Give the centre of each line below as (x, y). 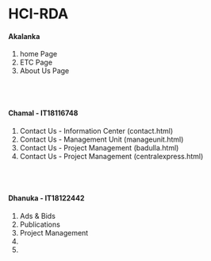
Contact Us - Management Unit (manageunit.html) (102, 139)
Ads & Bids (37, 216)
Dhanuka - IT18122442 (46, 198)
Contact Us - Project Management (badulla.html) (99, 147)
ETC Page (36, 62)
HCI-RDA (38, 14)
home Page (38, 54)
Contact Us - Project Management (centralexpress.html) (111, 156)
